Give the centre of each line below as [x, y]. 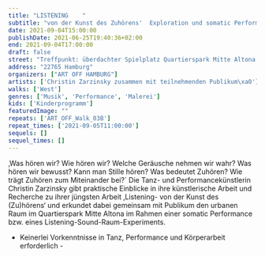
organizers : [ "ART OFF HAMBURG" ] [63, 74]
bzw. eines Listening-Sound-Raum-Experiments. [87, 221]
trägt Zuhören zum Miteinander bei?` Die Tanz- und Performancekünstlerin [129, 180]
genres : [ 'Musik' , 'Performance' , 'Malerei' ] [84, 96]
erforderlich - [41, 245]
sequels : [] [28, 133]
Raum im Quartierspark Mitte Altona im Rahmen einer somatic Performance [131, 214]
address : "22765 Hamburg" [50, 67]
